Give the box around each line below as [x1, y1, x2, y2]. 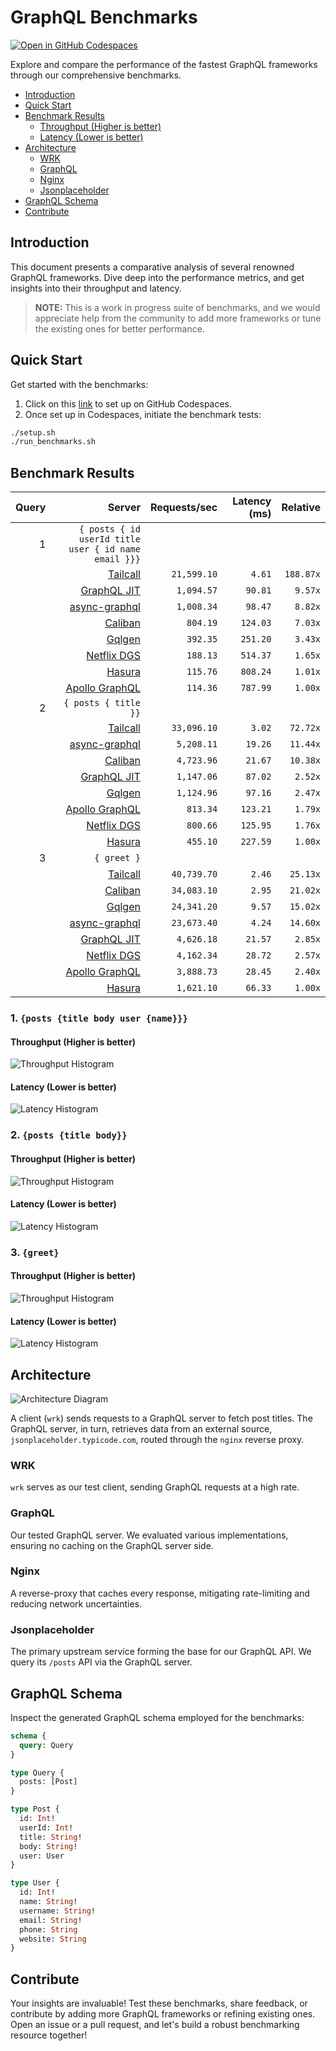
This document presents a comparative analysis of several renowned [10, 261, 295, 273]
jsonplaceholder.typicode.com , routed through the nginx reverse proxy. [10, 1433, 305, 1445]
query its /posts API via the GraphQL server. [10, 1656, 193, 1668]
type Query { [10, 1767, 65, 1778]
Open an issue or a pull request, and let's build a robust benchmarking [10, 2019, 300, 2031]
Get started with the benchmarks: [10, 378, 149, 390]
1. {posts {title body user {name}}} [10, 1011, 188, 1025]
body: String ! [19, 1841, 78, 1851]
